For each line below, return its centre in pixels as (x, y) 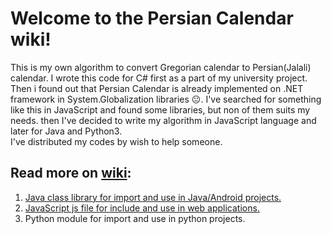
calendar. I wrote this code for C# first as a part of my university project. (159, 78)
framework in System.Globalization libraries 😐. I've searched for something (166, 99)
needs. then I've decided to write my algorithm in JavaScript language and (163, 120)
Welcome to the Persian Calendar (152, 18)
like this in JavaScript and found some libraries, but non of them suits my (160, 109)
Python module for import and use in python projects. (135, 218)
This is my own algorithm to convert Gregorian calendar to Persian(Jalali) (161, 67)
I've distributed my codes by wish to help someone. (116, 141)
